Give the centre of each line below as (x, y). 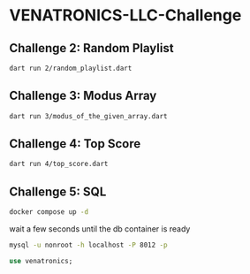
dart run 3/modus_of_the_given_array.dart (88, 116)
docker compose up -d (49, 212)
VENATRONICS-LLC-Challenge (125, 15)
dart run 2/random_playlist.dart (71, 68)
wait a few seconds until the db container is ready (100, 228)
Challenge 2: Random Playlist (91, 48)
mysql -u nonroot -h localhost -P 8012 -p (88, 245)
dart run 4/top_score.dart (59, 164)
